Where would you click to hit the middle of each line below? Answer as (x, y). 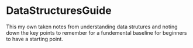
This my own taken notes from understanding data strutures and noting (92, 27)
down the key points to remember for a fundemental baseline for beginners (96, 32)
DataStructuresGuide (59, 11)
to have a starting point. (35, 39)
